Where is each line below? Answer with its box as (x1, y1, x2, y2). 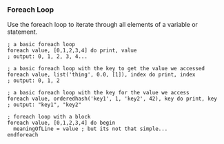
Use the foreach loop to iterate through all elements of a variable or (7, 21, 198, 29)
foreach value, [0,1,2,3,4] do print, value (7, 47, 137, 54)
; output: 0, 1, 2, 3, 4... (7, 53, 88, 60)
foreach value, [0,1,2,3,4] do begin (7, 119, 116, 127)
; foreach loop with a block (7, 114, 91, 121)
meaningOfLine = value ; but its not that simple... (13, 125, 168, 132)
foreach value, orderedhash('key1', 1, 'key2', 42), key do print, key (7, 95, 217, 103)
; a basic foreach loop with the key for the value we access (7, 90, 190, 96)
